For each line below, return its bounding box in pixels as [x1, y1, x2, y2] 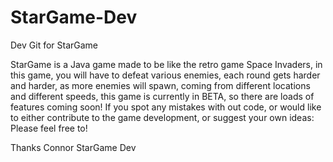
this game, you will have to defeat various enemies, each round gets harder [10, 69, 321, 81]
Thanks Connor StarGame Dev [10, 141, 137, 153]
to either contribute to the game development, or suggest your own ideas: [10, 111, 315, 123]
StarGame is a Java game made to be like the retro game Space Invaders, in [10, 58, 323, 70]
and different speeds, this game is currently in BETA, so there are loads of [10, 90, 315, 102]
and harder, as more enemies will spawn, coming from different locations [10, 79, 311, 91]
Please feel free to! [10, 122, 88, 134]
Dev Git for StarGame [10, 39, 99, 51]
